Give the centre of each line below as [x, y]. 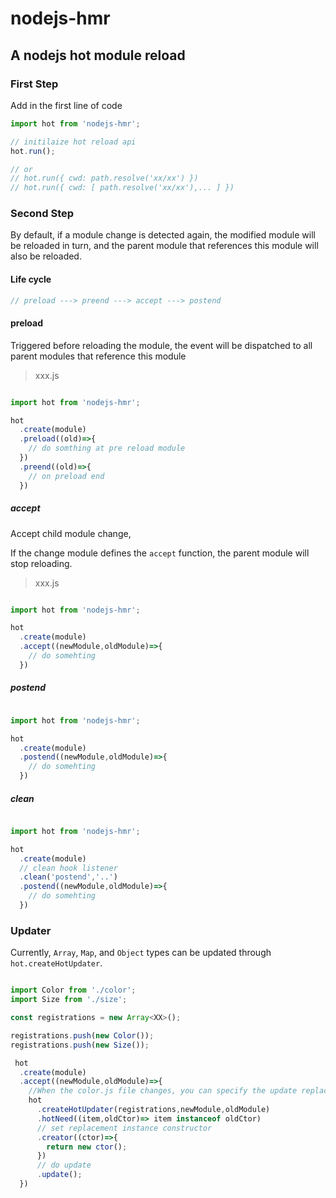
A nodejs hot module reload [98, 55]
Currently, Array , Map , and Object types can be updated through [141, 953]
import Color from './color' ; [73, 990]
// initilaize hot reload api [73, 142]
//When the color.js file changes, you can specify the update [163, 1091]
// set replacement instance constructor [124, 1128]
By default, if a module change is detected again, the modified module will [163, 235]
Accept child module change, [71, 533]
